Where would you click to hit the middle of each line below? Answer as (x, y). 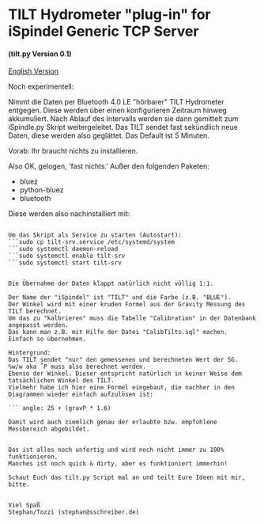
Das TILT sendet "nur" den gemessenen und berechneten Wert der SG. (123, 360)
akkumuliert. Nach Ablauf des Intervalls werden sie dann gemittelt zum (123, 119)
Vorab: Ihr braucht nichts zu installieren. (73, 151)
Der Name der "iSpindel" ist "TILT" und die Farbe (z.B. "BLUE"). (120, 298)
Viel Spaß (25, 505)
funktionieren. (33, 457)
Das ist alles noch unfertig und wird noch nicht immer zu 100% (116, 450)
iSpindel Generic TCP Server (104, 31)
